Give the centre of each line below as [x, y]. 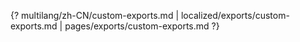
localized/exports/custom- [235, 15]
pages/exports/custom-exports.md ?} [142, 26]
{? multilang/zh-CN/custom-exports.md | [95, 15]
